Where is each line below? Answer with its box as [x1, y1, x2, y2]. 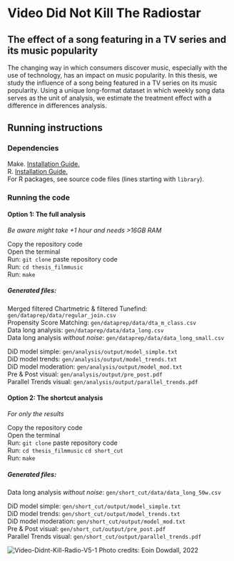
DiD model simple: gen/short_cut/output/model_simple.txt [7, 501, 181, 510]
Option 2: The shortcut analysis [7, 393, 103, 402]
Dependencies [7, 143, 59, 153]
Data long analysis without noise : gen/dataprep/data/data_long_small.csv [7, 333, 225, 341]
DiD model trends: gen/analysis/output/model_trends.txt [7, 354, 177, 363]
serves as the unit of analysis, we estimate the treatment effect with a [7, 94, 212, 102]
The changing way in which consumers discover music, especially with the [7, 63, 228, 72]
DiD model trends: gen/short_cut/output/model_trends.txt [7, 509, 180, 518]
